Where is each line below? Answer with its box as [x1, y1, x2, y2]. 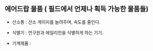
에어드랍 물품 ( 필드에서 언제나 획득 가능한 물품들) [5, 4, 149, 13]
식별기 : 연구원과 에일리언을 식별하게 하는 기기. [12, 29, 104, 35]
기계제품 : [12, 40, 31, 46]
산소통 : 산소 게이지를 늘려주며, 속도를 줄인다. [12, 19, 101, 25]
